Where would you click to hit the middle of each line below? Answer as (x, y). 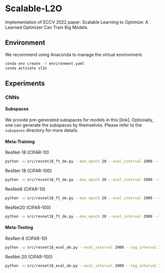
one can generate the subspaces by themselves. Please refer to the (74, 125)
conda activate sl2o (26, 68)
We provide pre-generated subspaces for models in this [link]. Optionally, (79, 120)
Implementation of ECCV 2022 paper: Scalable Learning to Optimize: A (77, 22)
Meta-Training (20, 141)
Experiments (25, 83)
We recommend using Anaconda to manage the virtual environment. (74, 54)
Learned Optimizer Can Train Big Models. (47, 27)
